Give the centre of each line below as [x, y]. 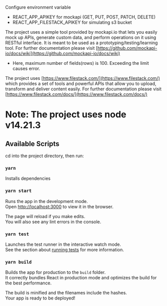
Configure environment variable [38, 7]
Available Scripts [32, 143]
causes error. [26, 68]
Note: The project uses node [66, 115]
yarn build [18, 262]
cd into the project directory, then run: [45, 156]
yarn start [18, 191]
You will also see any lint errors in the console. [53, 222]
